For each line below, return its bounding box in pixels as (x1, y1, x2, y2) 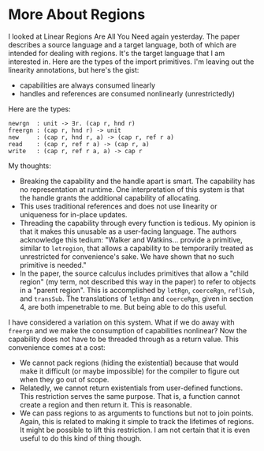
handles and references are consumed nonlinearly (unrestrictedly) (19, 88, 235, 98)
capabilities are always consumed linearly (19, 81, 156, 90)
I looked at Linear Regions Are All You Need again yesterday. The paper (8, 32, 240, 41)
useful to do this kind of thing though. (19, 433, 142, 443)
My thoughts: (8, 160, 51, 171)
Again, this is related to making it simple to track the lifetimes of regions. (19, 416, 255, 426)
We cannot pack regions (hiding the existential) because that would (19, 358, 239, 367)
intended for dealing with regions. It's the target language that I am (8, 48, 225, 58)
